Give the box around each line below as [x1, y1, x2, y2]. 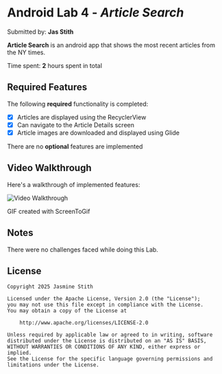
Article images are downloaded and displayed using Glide [16, 129, 180, 137]
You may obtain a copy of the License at [7, 307, 127, 314]
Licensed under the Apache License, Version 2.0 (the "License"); [7, 296, 201, 302]
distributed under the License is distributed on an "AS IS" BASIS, [7, 338, 207, 344]
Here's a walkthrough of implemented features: [7, 180, 140, 188]
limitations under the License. [7, 362, 99, 368]
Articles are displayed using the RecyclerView [16, 113, 147, 121]
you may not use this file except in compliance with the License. [7, 301, 204, 309]
